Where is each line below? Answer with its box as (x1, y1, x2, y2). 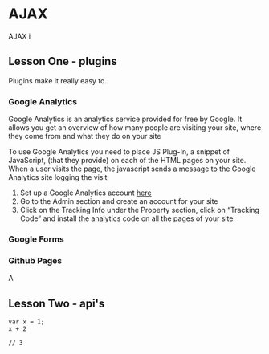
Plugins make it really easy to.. (8, 75, 109, 85)
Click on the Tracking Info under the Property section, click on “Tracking (19, 205, 259, 215)
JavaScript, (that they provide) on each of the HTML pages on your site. (8, 156, 247, 165)
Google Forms (8, 234, 64, 245)
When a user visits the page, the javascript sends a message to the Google (8, 164, 256, 173)
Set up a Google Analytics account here (19, 188, 152, 197)
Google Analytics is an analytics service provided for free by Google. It (8, 114, 243, 124)
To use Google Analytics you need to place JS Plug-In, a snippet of (8, 147, 230, 157)
